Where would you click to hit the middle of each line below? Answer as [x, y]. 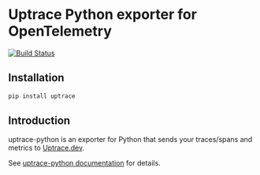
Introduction [39, 121]
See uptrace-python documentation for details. [85, 163]
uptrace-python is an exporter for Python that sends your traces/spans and [130, 140]
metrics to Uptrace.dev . [46, 148]
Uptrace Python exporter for [102, 15]
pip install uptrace [42, 96]
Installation [36, 78]
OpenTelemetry [60, 31]
